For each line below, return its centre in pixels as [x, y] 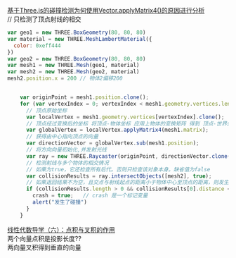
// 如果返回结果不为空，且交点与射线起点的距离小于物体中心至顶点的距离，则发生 [127, 183]
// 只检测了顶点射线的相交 [45, 19]
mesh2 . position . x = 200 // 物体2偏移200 [65, 79]
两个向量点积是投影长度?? [45, 238]
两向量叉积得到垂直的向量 [44, 247]
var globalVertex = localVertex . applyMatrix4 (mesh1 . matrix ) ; [117, 130]
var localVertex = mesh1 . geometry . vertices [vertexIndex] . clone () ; [125, 117]
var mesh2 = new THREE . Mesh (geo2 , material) [73, 72]
